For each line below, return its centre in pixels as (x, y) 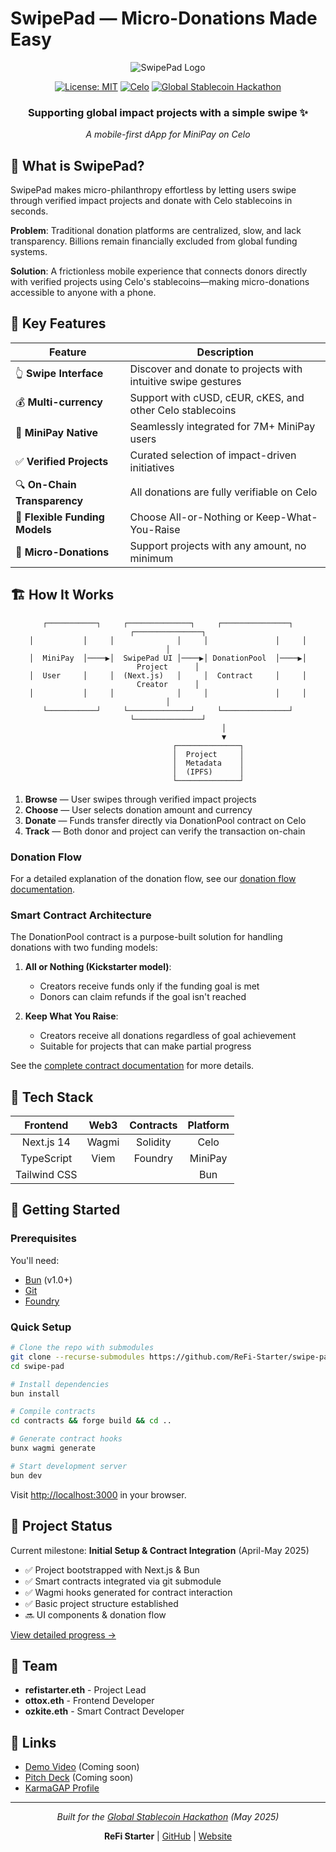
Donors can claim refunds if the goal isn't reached (143, 997)
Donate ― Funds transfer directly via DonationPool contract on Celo (165, 820)
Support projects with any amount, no (218, 545)
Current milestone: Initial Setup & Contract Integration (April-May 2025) (160, 1550)
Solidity (153, 1142)
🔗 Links (33, 1742)
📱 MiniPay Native (56, 432)
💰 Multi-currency (59, 402)
